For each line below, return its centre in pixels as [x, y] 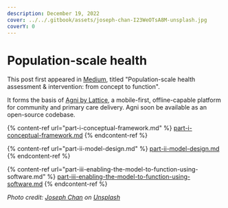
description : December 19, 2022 [53, 13]
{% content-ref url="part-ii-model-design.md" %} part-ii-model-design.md [113, 149]
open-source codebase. [41, 115]
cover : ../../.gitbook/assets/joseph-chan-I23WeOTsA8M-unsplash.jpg [107, 20]
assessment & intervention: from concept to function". [83, 87]
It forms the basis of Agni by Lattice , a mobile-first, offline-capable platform [114, 100]
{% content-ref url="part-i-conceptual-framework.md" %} [90, 128]
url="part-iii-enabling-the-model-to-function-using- [125, 169]
